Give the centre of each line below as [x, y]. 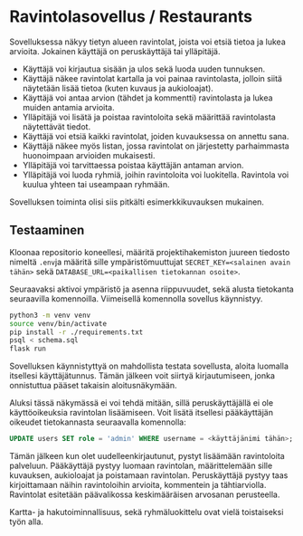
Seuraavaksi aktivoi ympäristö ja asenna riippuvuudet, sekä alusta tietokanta [151, 289]
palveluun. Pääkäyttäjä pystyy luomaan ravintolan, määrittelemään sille [141, 465]
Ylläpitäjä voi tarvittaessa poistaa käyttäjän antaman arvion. [133, 165]
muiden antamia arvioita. [68, 107]
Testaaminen [47, 230]
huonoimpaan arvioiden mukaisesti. [89, 155]
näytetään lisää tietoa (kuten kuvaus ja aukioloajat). [118, 88]
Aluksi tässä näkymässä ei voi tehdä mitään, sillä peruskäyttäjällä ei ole [142, 403]
